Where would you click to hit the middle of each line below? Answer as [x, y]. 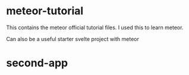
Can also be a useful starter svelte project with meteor [73, 39]
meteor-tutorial [45, 11]
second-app [37, 63]
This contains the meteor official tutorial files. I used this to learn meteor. [95, 27]
